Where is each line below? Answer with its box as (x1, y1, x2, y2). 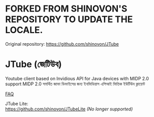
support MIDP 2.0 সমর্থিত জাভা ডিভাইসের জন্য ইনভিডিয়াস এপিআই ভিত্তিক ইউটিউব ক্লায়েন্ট (5, 81, 145, 87)
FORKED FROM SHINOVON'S (5, 3, 127, 15)
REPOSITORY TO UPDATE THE (5, 14, 133, 25)
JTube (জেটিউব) (5, 59, 62, 70)
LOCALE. (5, 25, 43, 36)
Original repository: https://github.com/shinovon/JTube (5, 41, 119, 47)
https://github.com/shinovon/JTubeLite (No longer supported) (5, 106, 133, 112)
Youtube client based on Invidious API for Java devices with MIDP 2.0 (5, 75, 149, 81)
